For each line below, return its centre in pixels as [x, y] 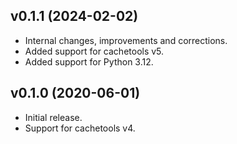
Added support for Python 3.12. [89, 61]
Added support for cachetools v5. [94, 51]
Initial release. [53, 117]
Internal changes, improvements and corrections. [126, 40]
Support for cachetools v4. [80, 128]
